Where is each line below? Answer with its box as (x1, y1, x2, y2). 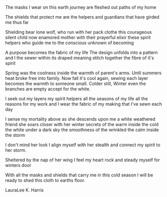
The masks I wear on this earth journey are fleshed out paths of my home (5, 5, 156, 10)
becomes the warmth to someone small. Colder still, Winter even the (5, 80, 146, 86)
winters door (5, 162, 31, 168)
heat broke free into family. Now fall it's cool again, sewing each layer (5, 75, 148, 81)
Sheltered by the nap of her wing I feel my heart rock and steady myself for (5, 157, 160, 163)
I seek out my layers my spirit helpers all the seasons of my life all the (5, 95, 148, 102)
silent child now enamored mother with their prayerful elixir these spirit (5, 35, 151, 40)
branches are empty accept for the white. (5, 86, 91, 92)
